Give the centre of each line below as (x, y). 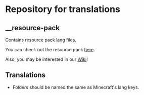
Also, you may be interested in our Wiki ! (47, 59)
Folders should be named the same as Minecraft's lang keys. (76, 87)
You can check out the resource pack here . (50, 50)
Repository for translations (63, 9)
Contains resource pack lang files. (41, 40)
